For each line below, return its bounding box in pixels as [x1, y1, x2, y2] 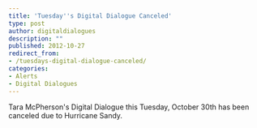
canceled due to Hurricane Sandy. [8, 110, 123, 120]
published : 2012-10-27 [8, 42, 85, 50]
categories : [8, 65, 49, 73]
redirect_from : [8, 49, 60, 58]
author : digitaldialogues [8, 27, 96, 35]
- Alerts [8, 72, 38, 80]
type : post [8, 19, 45, 28]
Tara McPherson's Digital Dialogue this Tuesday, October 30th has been [8, 102, 250, 112]
